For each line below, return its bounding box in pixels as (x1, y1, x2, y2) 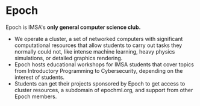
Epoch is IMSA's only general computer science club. (5, 23, 141, 31)
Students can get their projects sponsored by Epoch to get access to (14, 79, 186, 87)
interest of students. (14, 73, 64, 81)
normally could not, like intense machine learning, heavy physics (14, 48, 175, 55)
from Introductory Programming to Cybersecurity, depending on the (14, 67, 183, 74)
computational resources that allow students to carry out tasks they (14, 42, 183, 49)
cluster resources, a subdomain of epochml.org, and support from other (14, 86, 193, 93)
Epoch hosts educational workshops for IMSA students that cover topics (14, 61, 194, 68)
